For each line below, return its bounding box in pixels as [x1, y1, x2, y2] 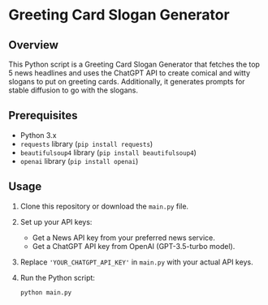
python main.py [19, 288, 72, 297]
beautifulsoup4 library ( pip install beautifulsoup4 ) [19, 148, 197, 157]
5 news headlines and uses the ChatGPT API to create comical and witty [8, 68, 250, 78]
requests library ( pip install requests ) [19, 139, 153, 148]
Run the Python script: [19, 273, 96, 282]
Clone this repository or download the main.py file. [19, 201, 189, 211]
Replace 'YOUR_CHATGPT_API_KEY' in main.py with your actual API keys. [19, 257, 253, 267]
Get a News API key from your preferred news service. [32, 233, 215, 243]
